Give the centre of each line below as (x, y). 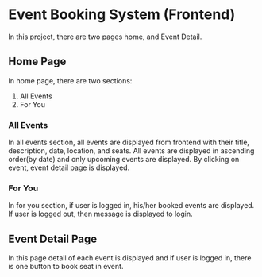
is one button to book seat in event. (66, 267)
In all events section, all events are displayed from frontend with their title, (129, 142)
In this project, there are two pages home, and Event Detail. (105, 37)
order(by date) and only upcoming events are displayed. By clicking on (124, 160)
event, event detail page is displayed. (69, 167)
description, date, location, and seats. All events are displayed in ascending (131, 151)
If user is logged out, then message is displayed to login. (100, 214)
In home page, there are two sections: (70, 80)
